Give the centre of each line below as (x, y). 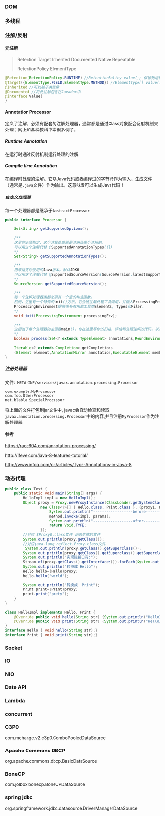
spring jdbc (19, 797)
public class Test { (26, 489)
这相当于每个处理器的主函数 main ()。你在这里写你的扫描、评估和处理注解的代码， (84, 329)
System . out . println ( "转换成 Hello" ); (60, 567)
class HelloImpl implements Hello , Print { (50, 612)
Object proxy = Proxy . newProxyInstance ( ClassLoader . (78, 503)
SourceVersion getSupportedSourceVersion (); (60, 284)
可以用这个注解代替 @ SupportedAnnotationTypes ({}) (63, 247)
